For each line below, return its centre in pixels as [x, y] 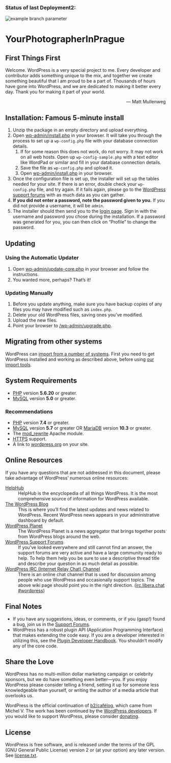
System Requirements [41, 381]
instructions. [26, 274]
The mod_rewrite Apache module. [48, 434]
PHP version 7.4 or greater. [41, 423]
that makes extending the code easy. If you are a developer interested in [88, 635]
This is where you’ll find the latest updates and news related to [83, 509]
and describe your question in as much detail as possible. [78, 563]
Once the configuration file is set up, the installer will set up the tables [86, 179]
